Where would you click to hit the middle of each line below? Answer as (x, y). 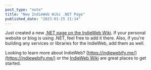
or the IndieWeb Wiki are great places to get (101, 58)
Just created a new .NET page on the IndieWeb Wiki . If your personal (75, 33)
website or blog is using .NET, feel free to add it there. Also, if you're (75, 38)
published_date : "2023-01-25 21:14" (43, 19)
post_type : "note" (24, 10)
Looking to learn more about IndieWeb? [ (47, 53)
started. (13, 63)
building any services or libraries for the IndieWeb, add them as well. (75, 43)
